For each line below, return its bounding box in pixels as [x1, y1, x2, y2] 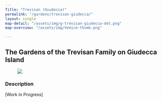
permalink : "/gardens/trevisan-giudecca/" [5, 12, 93, 17]
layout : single [5, 16, 36, 21]
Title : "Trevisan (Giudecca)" [5, 7, 67, 12]
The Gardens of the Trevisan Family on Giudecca [5, 48, 157, 56]
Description [5, 80, 34, 87]
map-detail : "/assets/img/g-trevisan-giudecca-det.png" [5, 21, 122, 26]
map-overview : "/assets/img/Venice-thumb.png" [5, 25, 102, 30]
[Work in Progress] [5, 92, 43, 98]
